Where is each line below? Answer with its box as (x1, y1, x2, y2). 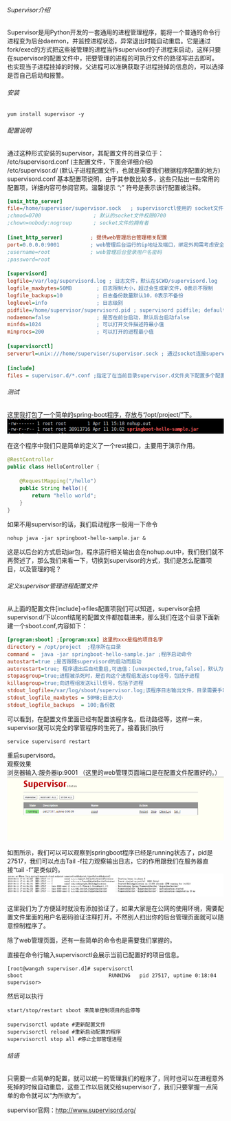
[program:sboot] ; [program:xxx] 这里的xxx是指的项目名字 (7, 637, 164, 643)
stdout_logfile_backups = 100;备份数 (7, 701, 115, 708)
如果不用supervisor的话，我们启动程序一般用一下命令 (7, 520, 158, 529)
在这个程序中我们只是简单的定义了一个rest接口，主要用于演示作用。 (7, 441, 199, 449)
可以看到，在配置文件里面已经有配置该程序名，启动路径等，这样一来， (7, 715, 206, 723)
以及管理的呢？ (19, 564, 62, 573)
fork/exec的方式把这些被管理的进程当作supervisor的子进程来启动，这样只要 (7, 45, 221, 54)
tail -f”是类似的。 (16, 865, 64, 873)
